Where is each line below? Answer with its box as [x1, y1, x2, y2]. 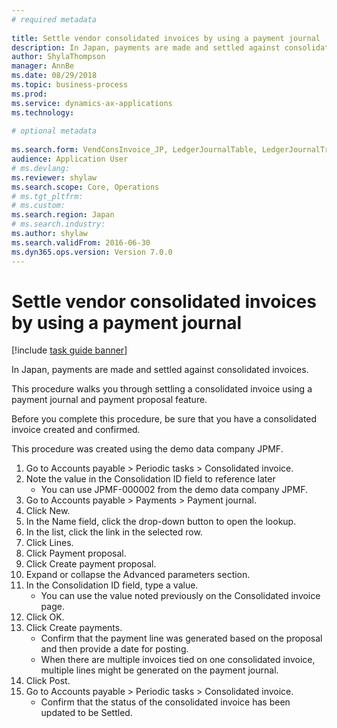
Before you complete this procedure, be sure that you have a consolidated [11, 413, 318, 425]
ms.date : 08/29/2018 [11, 71, 98, 81]
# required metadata [11, 14, 98, 25]
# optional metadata [11, 126, 98, 136]
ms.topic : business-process [11, 80, 129, 90]
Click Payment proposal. [25, 547, 127, 560]
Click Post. [25, 675, 71, 687]
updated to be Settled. [40, 707, 133, 719]
